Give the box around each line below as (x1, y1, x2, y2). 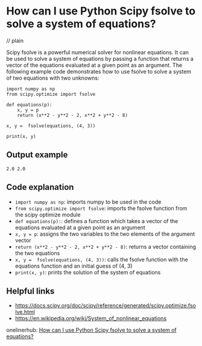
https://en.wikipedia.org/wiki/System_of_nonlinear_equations (14, 315, 167, 322)
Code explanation (6, 182, 74, 192)
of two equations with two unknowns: (6, 74, 99, 81)
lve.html (14, 309, 35, 316)
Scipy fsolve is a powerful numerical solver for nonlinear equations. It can (6, 48, 189, 55)
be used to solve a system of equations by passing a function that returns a (6, 55, 194, 62)
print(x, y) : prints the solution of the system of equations (14, 268, 161, 275)
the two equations (14, 249, 60, 257)
